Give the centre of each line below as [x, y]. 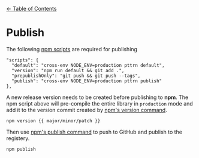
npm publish [21, 149]
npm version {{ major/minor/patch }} [53, 121]
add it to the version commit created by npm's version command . [87, 110]
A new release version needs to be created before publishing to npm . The [97, 97]
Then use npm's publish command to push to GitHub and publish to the [94, 132]
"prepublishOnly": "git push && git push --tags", [76, 76]
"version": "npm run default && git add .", [68, 70]
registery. [18, 138]
